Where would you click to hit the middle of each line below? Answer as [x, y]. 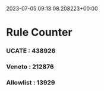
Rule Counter [39, 32]
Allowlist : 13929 [31, 82]
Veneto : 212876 [30, 67]
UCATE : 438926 [31, 51]
